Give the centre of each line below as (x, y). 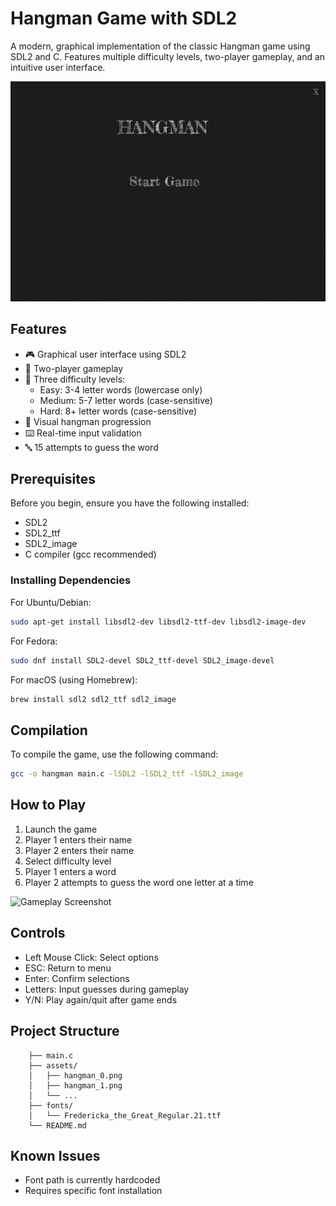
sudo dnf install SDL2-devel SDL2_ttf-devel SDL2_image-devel (142, 660)
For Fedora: (34, 641)
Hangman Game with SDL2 (124, 18)
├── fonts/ (51, 1105)
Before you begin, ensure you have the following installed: (130, 503)
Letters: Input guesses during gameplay (107, 989)
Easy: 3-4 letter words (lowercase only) (121, 389)
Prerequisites (53, 479)
